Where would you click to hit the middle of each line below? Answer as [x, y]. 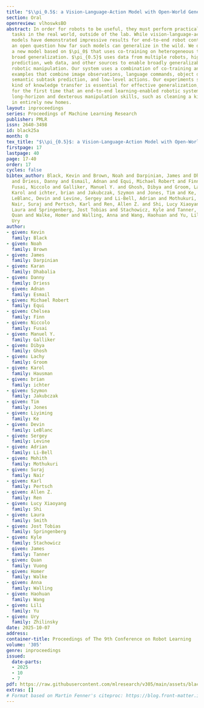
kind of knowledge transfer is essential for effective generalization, [106, 86]
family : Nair [28, 475]
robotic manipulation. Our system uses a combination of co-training [101, 68]
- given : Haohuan [28, 594]
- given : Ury [23, 617]
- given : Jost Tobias [34, 526]
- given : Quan [24, 560]
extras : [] [20, 690]
